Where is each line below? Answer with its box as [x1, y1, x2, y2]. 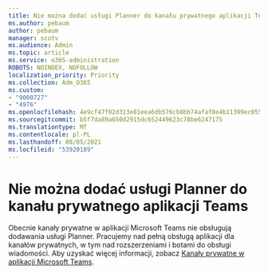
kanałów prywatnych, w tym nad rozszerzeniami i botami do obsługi [8, 240, 231, 250]
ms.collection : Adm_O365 [8, 78, 91, 86]
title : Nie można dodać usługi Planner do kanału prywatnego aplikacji [8, 11, 251, 20]
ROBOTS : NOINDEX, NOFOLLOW [8, 64, 98, 72]
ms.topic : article [8, 49, 69, 57]
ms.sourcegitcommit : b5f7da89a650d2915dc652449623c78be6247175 [8, 116, 223, 124]
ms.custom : [8, 85, 45, 94]
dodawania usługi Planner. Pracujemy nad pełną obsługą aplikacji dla [8, 232, 235, 241]
